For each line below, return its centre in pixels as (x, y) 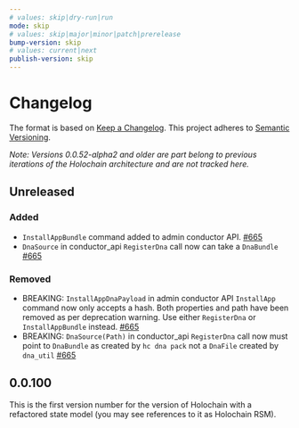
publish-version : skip (51, 59)
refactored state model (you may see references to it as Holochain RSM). (143, 414)
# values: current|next (53, 51)
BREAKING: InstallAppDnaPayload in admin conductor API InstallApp (149, 298)
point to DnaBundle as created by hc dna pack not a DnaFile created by (150, 345)
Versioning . (30, 137)
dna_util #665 (49, 355)
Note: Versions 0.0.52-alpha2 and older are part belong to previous (133, 154)
